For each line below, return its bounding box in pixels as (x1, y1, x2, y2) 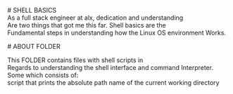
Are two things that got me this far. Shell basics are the (7, 21, 167, 29)
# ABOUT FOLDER (7, 42, 61, 50)
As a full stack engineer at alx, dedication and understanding (7, 13, 184, 22)
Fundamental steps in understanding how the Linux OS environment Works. (7, 28, 227, 37)
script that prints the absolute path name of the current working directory (7, 78, 220, 87)
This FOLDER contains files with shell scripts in (7, 56, 144, 64)
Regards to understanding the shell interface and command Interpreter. (7, 64, 213, 71)
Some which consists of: (7, 71, 79, 79)
